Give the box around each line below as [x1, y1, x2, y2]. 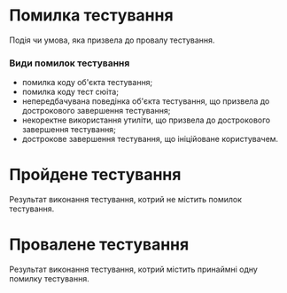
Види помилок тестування [9, 57, 130, 69]
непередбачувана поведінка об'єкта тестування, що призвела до [21, 96, 270, 107]
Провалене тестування [9, 234, 190, 255]
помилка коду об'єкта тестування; [21, 77, 153, 88]
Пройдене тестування [9, 165, 182, 185]
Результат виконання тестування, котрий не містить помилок [9, 194, 242, 205]
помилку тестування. [9, 273, 90, 284]
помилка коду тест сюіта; [21, 86, 120, 98]
